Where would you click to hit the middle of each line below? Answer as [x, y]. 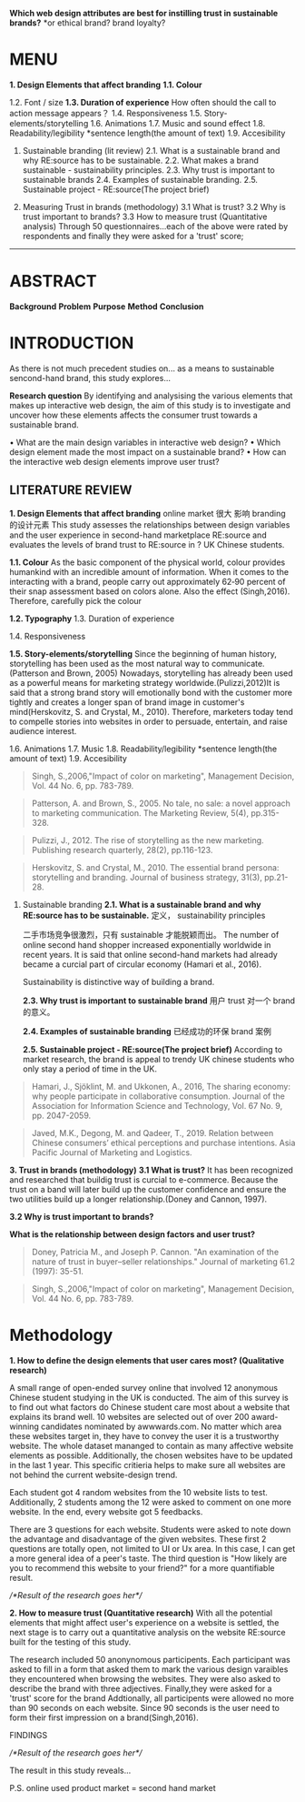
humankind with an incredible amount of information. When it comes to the [149, 571]
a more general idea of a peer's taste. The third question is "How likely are [148, 1558]
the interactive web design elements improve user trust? [114, 461]
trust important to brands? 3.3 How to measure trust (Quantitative [145, 216]
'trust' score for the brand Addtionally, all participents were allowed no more [152, 1698]
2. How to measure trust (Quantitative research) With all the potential [141, 1613]
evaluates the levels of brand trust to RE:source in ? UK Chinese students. [147, 544]
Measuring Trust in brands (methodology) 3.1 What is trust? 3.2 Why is [154, 206]
